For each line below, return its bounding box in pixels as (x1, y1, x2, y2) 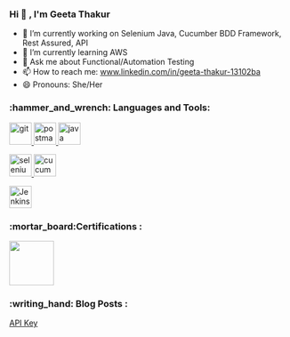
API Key (9, 317, 38, 328)
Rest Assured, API (21, 37, 89, 48)
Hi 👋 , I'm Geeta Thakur (9, 8, 111, 20)
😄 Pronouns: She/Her (21, 79, 103, 90)
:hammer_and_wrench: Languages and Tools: (9, 101, 211, 114)
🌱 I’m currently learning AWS (21, 47, 128, 58)
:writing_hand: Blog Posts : (9, 297, 128, 309)
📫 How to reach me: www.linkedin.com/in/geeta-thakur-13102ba (21, 67, 261, 77)
